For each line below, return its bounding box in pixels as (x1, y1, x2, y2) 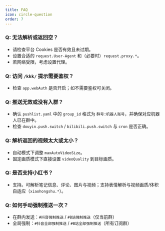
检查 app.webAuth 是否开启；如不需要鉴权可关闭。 (12, 84, 114, 90)
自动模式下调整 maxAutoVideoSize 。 (12, 149, 85, 155)
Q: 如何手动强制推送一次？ (5, 201, 68, 208)
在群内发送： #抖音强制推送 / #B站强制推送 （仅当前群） (12, 214, 117, 220)
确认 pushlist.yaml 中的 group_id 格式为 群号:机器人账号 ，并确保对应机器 (12, 111, 160, 117)
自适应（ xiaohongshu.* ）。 (12, 188, 66, 194)
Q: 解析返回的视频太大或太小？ (5, 137, 79, 144)
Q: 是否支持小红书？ (5, 169, 53, 176)
